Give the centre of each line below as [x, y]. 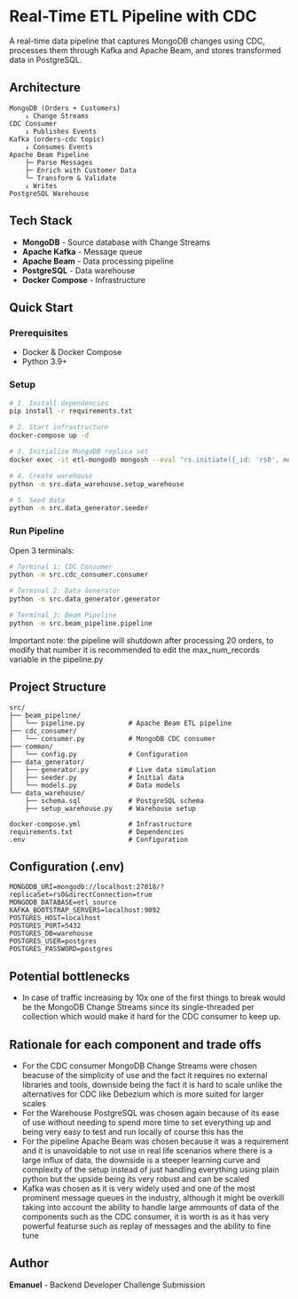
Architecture [45, 87]
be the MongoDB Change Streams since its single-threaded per [138, 1007]
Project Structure [58, 687]
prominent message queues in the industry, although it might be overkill [153, 1198]
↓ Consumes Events [59, 147]
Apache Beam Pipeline [49, 154]
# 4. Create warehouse [51, 476]
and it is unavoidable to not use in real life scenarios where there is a [147, 1151]
